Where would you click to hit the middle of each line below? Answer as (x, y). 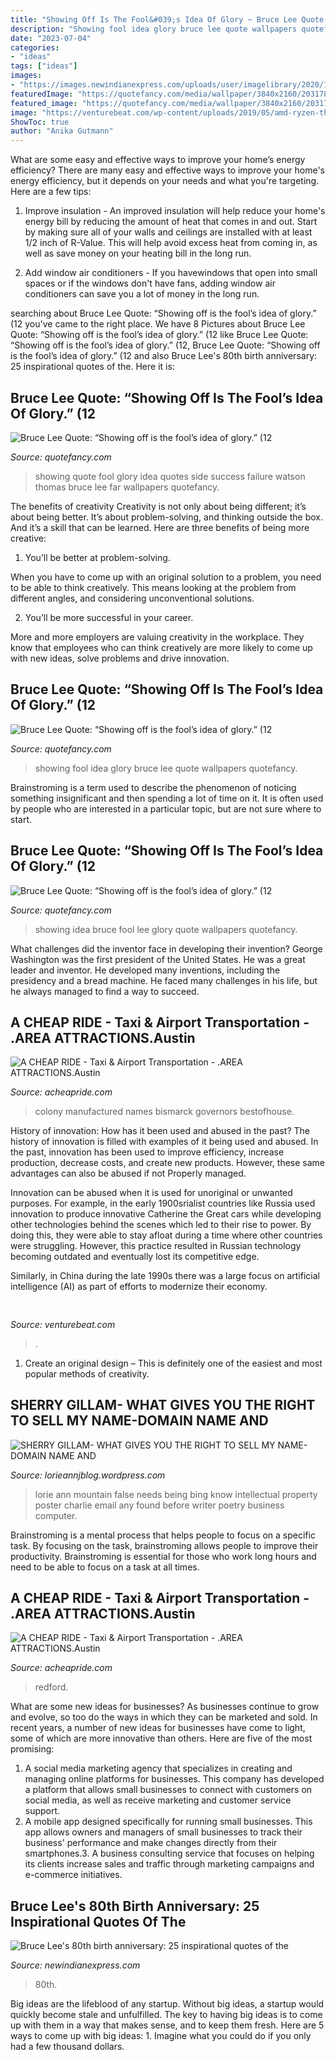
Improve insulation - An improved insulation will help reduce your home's (175, 211)
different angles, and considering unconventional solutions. (132, 598)
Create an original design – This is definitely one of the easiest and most (173, 1363)
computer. (56, 1515)
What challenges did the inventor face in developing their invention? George (166, 948)
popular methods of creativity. (87, 1373)
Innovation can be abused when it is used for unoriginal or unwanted (151, 1193)
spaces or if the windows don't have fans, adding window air (150, 283)
